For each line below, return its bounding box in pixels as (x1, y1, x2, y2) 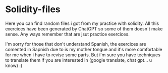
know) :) (5, 62, 23, 68)
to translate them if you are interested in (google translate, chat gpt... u (5, 57, 152, 63)
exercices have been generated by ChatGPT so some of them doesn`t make (5, 25, 163, 31)
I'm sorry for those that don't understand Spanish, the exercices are (5, 41, 146, 47)
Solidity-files (5, 4, 61, 15)
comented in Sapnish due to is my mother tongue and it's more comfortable (5, 46, 162, 52)
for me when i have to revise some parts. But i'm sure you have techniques (5, 52, 160, 58)
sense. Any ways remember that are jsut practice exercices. (5, 31, 130, 37)
